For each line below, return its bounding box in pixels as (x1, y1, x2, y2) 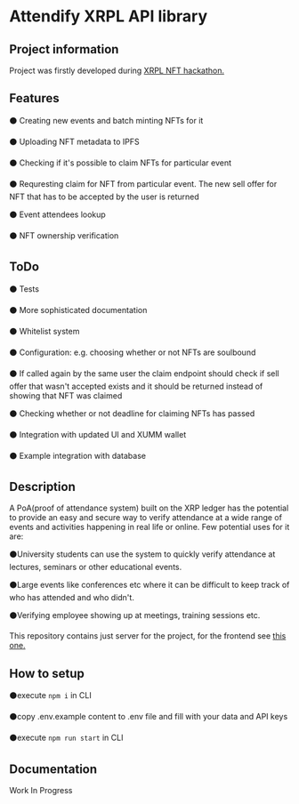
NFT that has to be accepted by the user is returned (9, 191, 200, 202)
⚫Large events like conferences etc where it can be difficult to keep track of (9, 580, 290, 591)
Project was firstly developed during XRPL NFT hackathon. (9, 65, 225, 76)
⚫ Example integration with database (9, 450, 147, 461)
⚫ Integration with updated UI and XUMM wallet (9, 429, 187, 439)
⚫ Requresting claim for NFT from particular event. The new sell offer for (9, 178, 278, 189)
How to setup (9, 665, 85, 681)
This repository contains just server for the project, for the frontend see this (9, 631, 287, 641)
